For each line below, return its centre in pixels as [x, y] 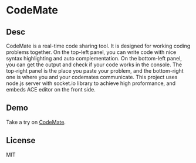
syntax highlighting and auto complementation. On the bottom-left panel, [94, 58]
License [21, 140]
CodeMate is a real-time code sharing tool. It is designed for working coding [98, 46]
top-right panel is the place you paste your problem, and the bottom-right [95, 71]
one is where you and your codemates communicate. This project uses [92, 77]
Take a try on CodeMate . [36, 122]
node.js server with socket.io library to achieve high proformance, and [91, 83]
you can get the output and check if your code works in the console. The [94, 64]
